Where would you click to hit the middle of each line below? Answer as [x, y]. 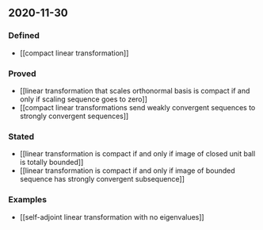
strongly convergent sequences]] [74, 116]
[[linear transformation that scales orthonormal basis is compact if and [135, 90]
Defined [24, 36]
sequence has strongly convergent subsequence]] [102, 179]
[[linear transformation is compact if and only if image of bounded [127, 171]
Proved [23, 73]
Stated [21, 136]
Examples [28, 200]
